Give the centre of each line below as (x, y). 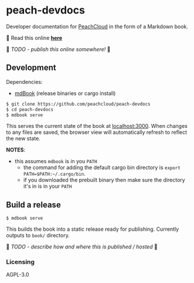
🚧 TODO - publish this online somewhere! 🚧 (58, 49)
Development (31, 68)
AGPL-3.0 (18, 275)
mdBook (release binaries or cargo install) (65, 93)
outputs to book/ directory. (38, 235)
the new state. (23, 139)
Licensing (21, 262)
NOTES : (16, 150)
